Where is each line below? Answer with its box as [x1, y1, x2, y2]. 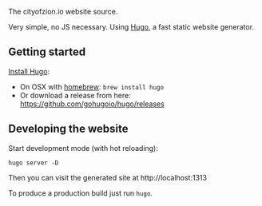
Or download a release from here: [19, 90, 131, 100]
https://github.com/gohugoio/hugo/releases [19, 99, 165, 109]
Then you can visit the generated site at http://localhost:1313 [8, 172, 208, 182]
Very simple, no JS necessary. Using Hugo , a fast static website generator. [8, 22, 254, 31]
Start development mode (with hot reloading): [8, 143, 158, 153]
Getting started [8, 46, 86, 59]
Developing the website [8, 122, 129, 136]
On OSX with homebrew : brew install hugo [19, 81, 165, 91]
